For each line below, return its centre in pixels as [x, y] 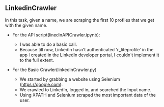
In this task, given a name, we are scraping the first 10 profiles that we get [80, 20]
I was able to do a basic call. [48, 44]
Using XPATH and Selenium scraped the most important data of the [88, 95]
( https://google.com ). [41, 84]
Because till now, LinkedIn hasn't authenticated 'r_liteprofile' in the [86, 49]
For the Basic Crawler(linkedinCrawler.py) [54, 70]
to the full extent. [37, 60]
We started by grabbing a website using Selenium [70, 79]
